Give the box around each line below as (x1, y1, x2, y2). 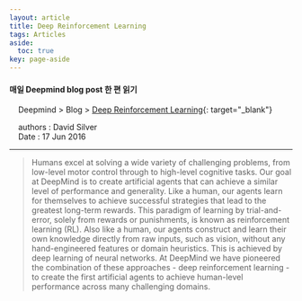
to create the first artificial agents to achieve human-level (31, 271, 244, 283)
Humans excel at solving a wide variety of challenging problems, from (31, 157, 290, 168)
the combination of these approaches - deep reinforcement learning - (31, 262, 290, 273)
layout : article (9, 13, 70, 22)
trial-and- (246, 205, 282, 216)
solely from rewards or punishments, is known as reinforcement (53, 215, 290, 226)
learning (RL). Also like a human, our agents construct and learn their (31, 224, 287, 235)
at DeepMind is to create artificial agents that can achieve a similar (31, 176, 279, 187)
